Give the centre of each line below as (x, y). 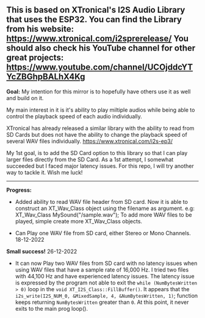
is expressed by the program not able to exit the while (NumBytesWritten (106, 283)
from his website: (40, 29)
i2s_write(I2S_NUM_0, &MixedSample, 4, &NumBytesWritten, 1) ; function (106, 295)
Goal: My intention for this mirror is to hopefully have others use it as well (99, 92)
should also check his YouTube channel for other (101, 48)
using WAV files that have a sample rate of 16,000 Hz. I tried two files (102, 269)
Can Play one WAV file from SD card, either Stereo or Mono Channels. (103, 233)
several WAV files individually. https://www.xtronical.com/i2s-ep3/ (89, 141)
